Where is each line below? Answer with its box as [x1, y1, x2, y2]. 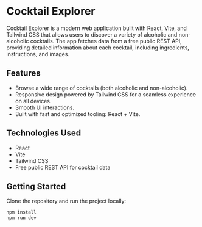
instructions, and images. [6, 50, 70, 57]
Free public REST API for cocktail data [15, 164, 111, 171]
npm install [6, 209, 37, 215]
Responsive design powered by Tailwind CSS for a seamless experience [15, 90, 197, 98]
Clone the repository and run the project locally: [6, 197, 127, 205]
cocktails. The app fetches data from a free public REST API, [30, 37, 183, 45]
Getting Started [6, 181, 66, 192]
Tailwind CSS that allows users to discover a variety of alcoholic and [6, 31, 178, 38]
